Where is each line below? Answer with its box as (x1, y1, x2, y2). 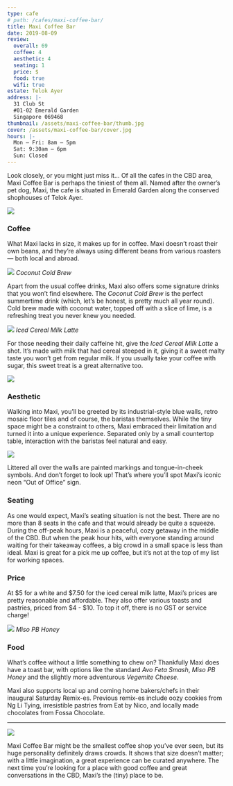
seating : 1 (13, 62, 45, 69)
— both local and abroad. (7, 254, 80, 262)
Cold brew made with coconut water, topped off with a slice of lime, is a (7, 304, 212, 312)
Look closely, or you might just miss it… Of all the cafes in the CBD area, (7, 171, 213, 179)
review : (7, 36, 30, 43)
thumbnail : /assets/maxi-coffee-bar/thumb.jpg (7, 119, 144, 127)
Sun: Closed (13, 152, 49, 160)
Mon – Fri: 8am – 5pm (13, 140, 76, 147)
